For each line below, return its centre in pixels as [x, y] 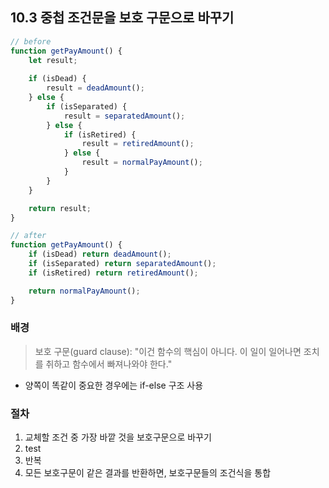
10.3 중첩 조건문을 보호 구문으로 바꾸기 [122, 18]
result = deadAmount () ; [95, 88]
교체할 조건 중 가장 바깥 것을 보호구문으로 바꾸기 [118, 437]
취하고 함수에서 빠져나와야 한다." [109, 364]
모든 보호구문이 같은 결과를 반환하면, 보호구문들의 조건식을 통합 [148, 473]
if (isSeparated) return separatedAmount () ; [122, 264]
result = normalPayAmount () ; [142, 163]
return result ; [60, 208]
